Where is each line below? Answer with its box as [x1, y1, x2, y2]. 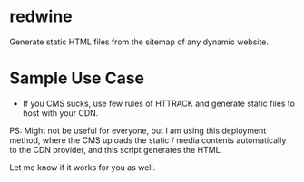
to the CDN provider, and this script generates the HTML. [9, 144, 223, 155]
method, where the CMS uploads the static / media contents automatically [9, 134, 287, 146]
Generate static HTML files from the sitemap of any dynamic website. [9, 36, 270, 47]
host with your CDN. [22, 107, 99, 119]
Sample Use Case [9, 68, 145, 89]
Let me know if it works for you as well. [9, 161, 156, 173]
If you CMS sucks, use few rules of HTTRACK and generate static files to [22, 98, 296, 109]
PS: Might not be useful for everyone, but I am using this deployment [9, 125, 267, 136]
